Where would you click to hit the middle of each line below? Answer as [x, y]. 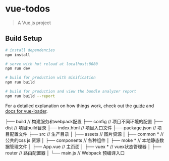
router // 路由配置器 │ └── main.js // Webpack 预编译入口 [65, 153]
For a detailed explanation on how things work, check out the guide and [80, 106]
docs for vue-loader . [26, 111]
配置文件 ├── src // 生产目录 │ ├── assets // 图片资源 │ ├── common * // [87, 134]
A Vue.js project [34, 23]
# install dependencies [30, 50]
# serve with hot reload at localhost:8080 [52, 64]
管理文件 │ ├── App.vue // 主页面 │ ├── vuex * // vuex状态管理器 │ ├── [85, 146]
